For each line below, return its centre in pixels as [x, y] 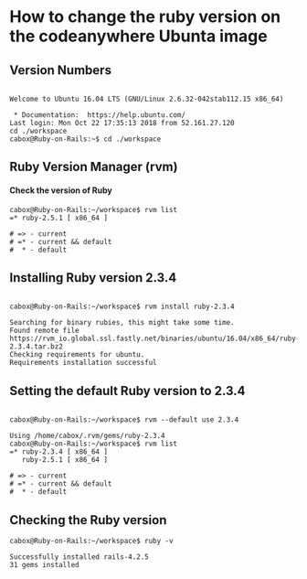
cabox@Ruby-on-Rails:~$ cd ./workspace [85, 139]
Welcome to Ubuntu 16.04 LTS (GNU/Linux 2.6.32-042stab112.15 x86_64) [147, 99]
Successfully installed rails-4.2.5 [79, 557]
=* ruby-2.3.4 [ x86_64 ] [58, 452]
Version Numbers [61, 70]
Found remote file [44, 331]
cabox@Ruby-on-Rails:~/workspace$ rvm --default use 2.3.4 [124, 420]
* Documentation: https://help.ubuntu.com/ [99, 115]
